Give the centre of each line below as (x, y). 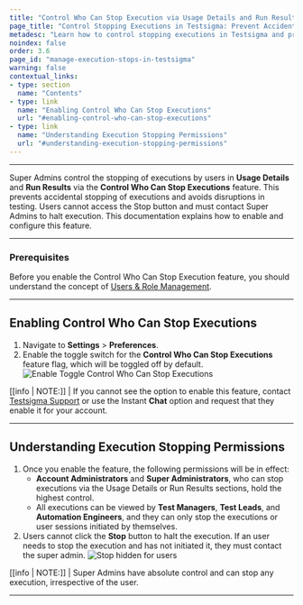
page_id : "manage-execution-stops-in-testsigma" (102, 60)
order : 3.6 (30, 51)
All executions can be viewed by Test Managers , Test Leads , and (158, 507)
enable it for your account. (59, 410)
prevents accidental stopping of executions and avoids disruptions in (137, 197)
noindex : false (38, 43)
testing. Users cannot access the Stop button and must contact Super (139, 206)
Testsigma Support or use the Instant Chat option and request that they (142, 400)
